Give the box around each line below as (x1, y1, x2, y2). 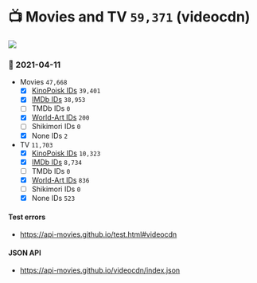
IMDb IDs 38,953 (31, 95, 86, 104)
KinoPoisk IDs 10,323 (31, 148, 101, 158)
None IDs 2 (31, 131, 68, 140)
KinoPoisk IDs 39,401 (31, 86, 101, 96)
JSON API (8, 248, 41, 257)
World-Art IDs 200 (31, 112, 90, 122)
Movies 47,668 (19, 77, 68, 87)
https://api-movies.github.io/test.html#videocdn (19, 230, 177, 239)
